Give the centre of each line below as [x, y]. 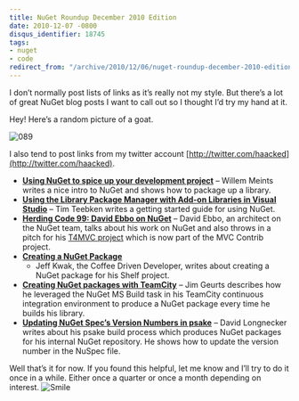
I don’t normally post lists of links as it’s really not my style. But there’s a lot [146, 92]
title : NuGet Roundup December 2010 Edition [93, 17]
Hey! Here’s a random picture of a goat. [81, 119]
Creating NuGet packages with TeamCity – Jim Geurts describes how [152, 284]
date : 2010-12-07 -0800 [53, 26]
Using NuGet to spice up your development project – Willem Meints [148, 180]
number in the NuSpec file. [71, 351]
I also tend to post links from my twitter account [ [99, 153]
